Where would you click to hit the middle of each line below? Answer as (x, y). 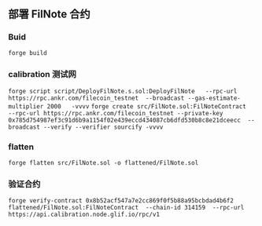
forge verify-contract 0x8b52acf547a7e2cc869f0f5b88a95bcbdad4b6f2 (121, 201)
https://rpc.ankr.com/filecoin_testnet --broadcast (96, 98)
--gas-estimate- (214, 98)
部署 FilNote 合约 (49, 15)
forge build (28, 53)
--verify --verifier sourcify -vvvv (103, 127)
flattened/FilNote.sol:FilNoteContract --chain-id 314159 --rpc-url (126, 208)
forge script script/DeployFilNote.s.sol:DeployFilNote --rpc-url (123, 91)
